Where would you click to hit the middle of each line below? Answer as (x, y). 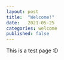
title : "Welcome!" (31, 17)
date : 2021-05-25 (31, 23)
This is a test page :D (32, 50)
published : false (28, 34)
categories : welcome (32, 28)
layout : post (22, 12)
